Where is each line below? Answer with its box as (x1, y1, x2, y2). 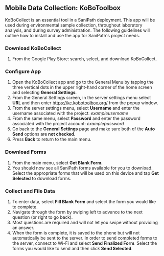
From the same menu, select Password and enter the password (12, 116, 141, 121)
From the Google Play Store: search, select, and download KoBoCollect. (12, 56, 157, 62)
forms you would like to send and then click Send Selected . (12, 246, 133, 251)
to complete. (12, 204, 38, 209)
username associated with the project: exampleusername (12, 110, 129, 116)
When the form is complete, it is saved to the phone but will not (12, 230, 140, 235)
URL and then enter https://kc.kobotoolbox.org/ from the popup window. (12, 100, 158, 106)
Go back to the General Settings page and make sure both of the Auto (12, 126, 155, 132)
